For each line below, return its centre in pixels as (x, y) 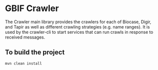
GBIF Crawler (32, 8)
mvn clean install (23, 63)
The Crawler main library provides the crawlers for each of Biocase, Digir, (78, 22)
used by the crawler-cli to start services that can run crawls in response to (79, 32)
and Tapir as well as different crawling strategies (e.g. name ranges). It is (78, 27)
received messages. (25, 37)
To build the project (35, 52)
